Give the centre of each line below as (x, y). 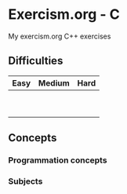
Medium (54, 82)
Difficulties (36, 61)
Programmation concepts (58, 160)
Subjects (25, 181)
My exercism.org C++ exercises (60, 36)
